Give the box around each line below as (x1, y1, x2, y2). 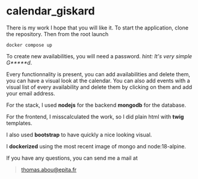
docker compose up (6, 42, 52, 48)
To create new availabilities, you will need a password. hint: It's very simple (6, 52, 193, 59)
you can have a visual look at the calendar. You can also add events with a (6, 77, 191, 84)
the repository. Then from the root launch (6, 30, 109, 37)
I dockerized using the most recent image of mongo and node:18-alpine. (6, 142, 187, 150)
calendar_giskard (6, 4, 95, 18)
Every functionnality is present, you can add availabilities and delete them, (6, 70, 191, 77)
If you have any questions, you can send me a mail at (6, 154, 138, 162)
